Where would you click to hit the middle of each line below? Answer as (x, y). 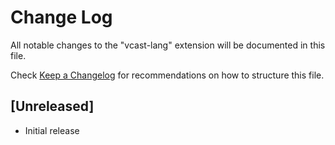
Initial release (52, 130)
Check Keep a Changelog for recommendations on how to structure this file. (167, 75)
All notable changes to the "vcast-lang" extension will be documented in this (168, 45)
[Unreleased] (52, 106)
